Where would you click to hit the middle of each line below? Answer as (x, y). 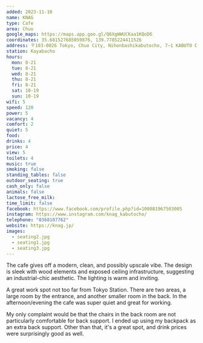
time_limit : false (29, 203)
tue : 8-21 (24, 68)
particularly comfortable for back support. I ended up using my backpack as (101, 321)
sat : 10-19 (25, 91)
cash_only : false (28, 186)
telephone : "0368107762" (37, 220)
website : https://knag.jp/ (40, 226)
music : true (21, 164)
